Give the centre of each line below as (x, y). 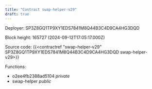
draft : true (17, 14)
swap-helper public (32, 81)
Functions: (16, 67)
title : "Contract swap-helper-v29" (41, 9)
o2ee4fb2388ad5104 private (41, 76)
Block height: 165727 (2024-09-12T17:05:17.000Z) (55, 37)
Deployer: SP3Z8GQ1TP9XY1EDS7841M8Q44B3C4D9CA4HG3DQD (72, 28)
